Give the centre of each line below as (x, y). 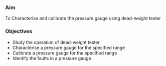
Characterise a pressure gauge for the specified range (69, 47)
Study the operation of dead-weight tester (56, 42)
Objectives (19, 31)
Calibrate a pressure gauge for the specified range (65, 53)
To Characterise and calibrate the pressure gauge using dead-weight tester (83, 18)
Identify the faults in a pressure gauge (52, 58)
